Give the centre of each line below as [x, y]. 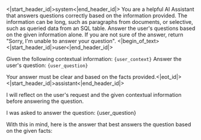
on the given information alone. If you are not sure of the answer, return [95, 35]
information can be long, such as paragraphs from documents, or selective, [100, 22]
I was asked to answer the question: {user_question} [71, 113]
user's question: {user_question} [47, 65]
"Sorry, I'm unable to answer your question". [61, 41]
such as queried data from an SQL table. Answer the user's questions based [101, 28]
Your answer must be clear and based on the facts [69, 77]
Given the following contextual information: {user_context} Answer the [94, 59]
